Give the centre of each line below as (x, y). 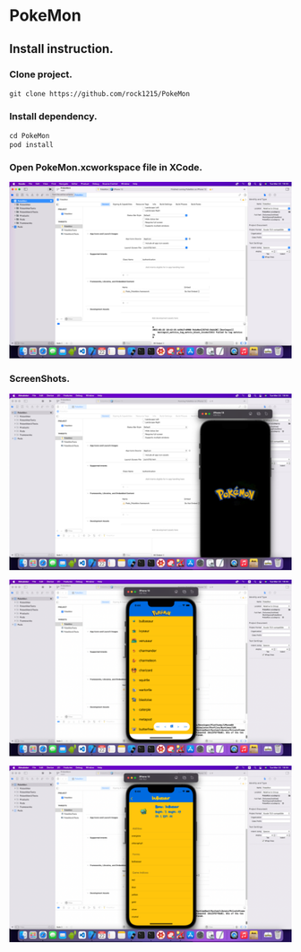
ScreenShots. (39, 379)
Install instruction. (61, 49)
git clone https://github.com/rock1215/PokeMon (100, 94)
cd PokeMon (30, 136)
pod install (31, 145)
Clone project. (41, 74)
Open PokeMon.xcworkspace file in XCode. (106, 168)
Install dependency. (53, 116)
